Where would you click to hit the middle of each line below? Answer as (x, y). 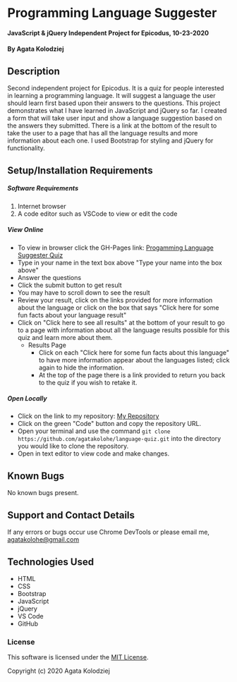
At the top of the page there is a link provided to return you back (132, 375)
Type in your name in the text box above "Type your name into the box (120, 262)
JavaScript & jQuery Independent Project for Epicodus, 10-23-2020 (108, 32)
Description (34, 71)
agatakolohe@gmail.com (43, 540)
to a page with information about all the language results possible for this (123, 330)
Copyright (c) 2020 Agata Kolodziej (59, 671)
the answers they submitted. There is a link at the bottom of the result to (112, 126)
